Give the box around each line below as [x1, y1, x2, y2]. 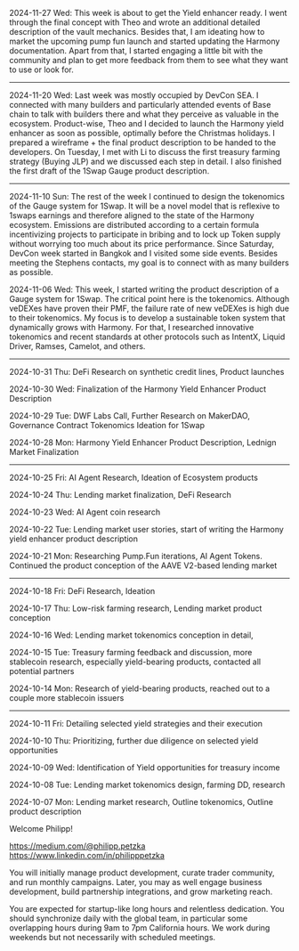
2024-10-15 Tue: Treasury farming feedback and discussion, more [9, 647, 253, 657]
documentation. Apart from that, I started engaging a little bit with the [9, 45, 263, 56]
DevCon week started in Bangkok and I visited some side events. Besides [9, 248, 279, 258]
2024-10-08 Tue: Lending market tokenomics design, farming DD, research [9, 779, 286, 790]
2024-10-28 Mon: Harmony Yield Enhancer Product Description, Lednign [9, 437, 277, 448]
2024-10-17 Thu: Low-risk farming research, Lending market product [9, 603, 263, 614]
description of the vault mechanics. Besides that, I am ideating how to [9, 27, 265, 37]
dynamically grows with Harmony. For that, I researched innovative [9, 322, 255, 332]
